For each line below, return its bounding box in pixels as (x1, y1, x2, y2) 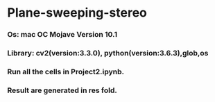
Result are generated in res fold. (7, 85, 118, 95)
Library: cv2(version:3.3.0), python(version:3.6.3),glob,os (7, 49, 209, 58)
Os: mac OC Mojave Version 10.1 (7, 30, 118, 40)
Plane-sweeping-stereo (7, 5, 148, 21)
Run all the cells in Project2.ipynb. (7, 67, 125, 76)
